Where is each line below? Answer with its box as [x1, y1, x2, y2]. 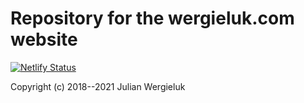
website [10, 28, 78, 51]
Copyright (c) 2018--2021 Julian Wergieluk [10, 80, 186, 92]
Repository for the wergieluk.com [10, 7, 295, 30]
